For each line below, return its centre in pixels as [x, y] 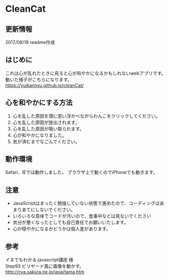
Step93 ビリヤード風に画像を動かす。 [45, 266]
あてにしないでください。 [49, 209]
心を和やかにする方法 [39, 103]
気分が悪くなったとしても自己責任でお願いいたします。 [70, 222]
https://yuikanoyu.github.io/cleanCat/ [45, 85]
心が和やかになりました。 [40, 135]
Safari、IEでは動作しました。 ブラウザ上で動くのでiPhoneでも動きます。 [81, 172]
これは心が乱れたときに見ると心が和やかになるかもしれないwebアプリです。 [86, 73]
